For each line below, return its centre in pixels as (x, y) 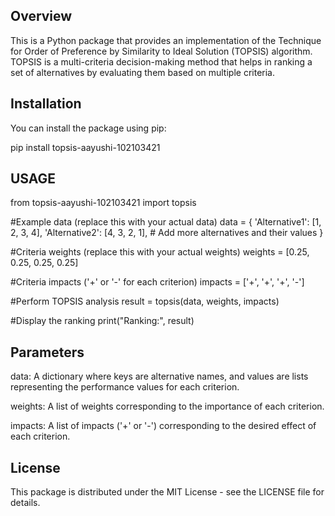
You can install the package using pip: (88, 128)
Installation (46, 104)
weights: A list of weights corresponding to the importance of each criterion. (167, 406)
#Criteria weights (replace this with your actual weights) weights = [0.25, (160, 252)
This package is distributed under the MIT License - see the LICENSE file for (167, 492)
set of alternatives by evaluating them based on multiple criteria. (142, 72)
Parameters (47, 352)
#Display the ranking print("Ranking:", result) (102, 321)
